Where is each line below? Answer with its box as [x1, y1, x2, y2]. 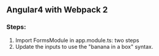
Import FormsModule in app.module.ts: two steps [15, 36, 139, 44]
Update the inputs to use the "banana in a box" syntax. [15, 43, 153, 50]
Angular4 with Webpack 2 [6, 5, 108, 15]
